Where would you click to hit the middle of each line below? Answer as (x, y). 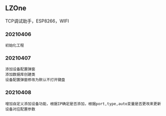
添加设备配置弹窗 (20, 69)
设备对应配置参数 (20, 109)
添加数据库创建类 (20, 74)
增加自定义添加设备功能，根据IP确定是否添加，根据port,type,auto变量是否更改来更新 (83, 104)
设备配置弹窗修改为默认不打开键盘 (35, 80)
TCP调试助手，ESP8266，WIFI (37, 21)
